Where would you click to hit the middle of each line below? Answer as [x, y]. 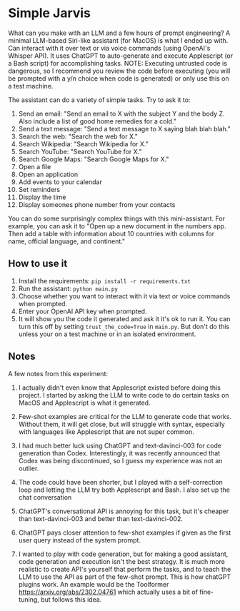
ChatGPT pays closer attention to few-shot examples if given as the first [125, 532]
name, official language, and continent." [67, 241]
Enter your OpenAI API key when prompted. [82, 311]
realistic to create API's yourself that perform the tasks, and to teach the [125, 569]
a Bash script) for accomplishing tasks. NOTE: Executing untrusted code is [118, 63]
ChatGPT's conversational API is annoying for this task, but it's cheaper [124, 511]
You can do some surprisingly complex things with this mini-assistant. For [117, 218]
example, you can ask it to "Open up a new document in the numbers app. [117, 226]
